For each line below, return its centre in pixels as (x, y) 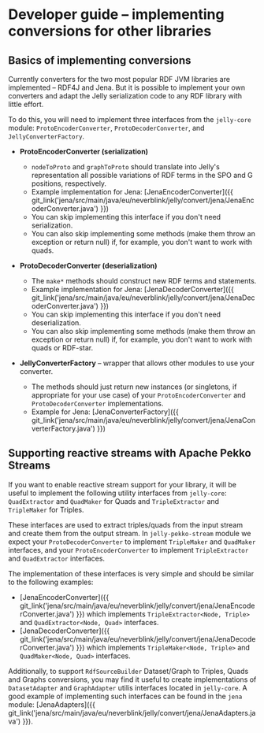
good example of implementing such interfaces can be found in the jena (125, 696)
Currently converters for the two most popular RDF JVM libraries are (119, 79)
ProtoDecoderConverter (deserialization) (88, 266)
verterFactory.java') (63, 428)
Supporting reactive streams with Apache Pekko (130, 453)
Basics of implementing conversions (100, 60)
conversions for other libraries (110, 31)
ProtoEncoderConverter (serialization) (84, 152)
